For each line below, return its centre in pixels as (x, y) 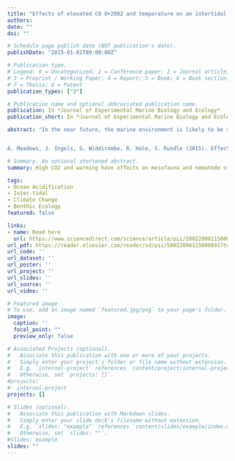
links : (17, 225)
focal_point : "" (37, 330)
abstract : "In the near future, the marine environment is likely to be (115, 130)
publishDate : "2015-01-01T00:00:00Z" (62, 53)
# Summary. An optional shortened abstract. (73, 161)
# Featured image (33, 303)
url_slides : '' (29, 278)
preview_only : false (43, 336)
